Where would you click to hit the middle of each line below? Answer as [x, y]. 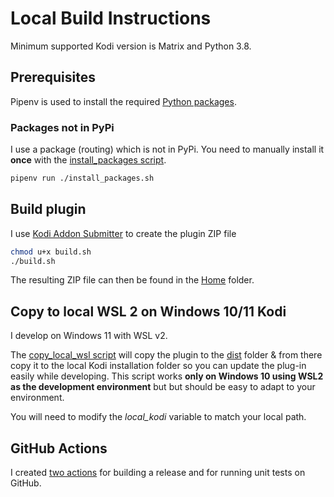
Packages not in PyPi [62, 127]
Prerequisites [53, 77]
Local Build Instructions [111, 18]
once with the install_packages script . [88, 160]
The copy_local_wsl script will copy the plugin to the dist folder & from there [166, 355]
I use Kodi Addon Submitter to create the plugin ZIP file [123, 233]
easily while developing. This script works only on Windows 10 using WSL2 [167, 376]
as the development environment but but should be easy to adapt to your [163, 387]
